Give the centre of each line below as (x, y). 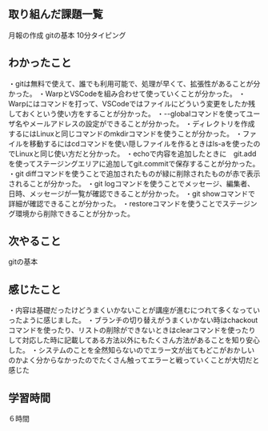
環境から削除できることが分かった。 (74, 214)
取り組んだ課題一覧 (56, 14)
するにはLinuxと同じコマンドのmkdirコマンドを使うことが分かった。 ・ (126, 134)
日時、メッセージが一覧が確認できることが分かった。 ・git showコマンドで (132, 194)
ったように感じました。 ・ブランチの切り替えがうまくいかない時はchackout (133, 320)
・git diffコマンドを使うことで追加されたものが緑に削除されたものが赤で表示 (134, 174)
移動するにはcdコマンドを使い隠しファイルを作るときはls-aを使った (141, 143)
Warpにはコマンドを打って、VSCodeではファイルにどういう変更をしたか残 (132, 103)
